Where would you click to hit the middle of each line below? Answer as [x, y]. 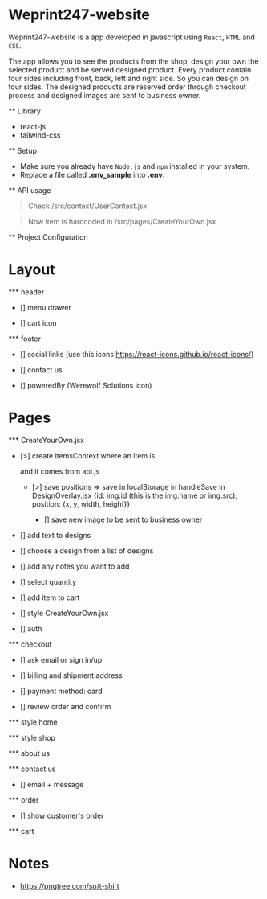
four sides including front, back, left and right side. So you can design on [129, 78]
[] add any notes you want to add [75, 566]
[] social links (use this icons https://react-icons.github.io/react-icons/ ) [137, 354]
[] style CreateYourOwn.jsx [64, 613]
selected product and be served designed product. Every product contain [130, 69]
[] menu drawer [46, 307]
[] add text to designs [55, 535]
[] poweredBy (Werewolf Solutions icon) [86, 385]
